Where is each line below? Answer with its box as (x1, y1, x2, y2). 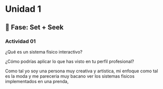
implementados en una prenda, (5, 78, 69, 84)
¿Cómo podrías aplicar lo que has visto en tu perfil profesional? (5, 58, 134, 64)
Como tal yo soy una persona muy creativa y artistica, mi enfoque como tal (5, 68, 159, 74)
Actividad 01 (5, 38, 36, 45)
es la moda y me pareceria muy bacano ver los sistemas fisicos (5, 73, 135, 79)
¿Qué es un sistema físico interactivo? (5, 49, 83, 55)
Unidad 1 (5, 3, 41, 15)
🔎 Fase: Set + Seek (5, 23, 64, 31)
